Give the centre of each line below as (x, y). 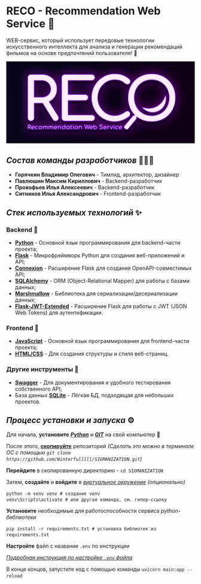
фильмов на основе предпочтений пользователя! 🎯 (72, 53)
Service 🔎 (31, 24)
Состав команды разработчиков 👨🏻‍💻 (80, 160)
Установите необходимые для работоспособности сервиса (83, 511)
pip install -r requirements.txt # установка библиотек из (81, 529)
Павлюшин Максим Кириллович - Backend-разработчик (89, 181)
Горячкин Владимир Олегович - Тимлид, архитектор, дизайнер (97, 175)
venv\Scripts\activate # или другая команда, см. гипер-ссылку (87, 500)
